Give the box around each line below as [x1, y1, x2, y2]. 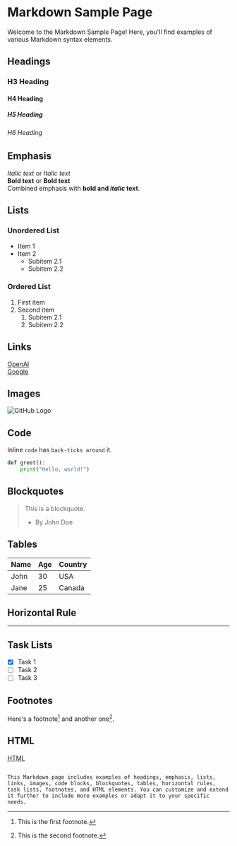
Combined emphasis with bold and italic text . [7, 184, 140, 192]
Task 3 [17, 674, 37, 682]
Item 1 [17, 242, 35, 250]
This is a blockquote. [24, 504, 85, 512]
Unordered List [7, 225, 60, 235]
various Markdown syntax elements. [7, 35, 113, 43]
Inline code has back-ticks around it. [7, 446, 112, 454]
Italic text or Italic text [7, 169, 71, 177]
